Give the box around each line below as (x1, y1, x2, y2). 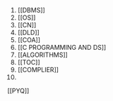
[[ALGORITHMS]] (17, 50, 69, 59)
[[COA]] (17, 36, 41, 44)
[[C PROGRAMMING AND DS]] (17, 43, 107, 51)
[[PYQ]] (7, 87, 30, 95)
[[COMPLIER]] (17, 66, 59, 74)
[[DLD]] (17, 28, 40, 36)
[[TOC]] (17, 58, 40, 66)
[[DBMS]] (17, 6, 46, 14)
